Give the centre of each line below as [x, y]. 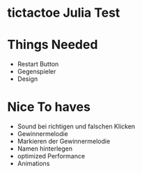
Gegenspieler [37, 72]
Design [27, 79]
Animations [33, 164]
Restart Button [38, 64]
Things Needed [53, 45]
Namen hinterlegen [45, 149]
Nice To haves [49, 107]
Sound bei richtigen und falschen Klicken [76, 126]
